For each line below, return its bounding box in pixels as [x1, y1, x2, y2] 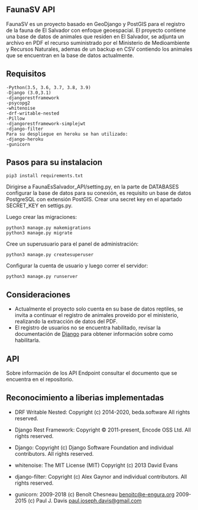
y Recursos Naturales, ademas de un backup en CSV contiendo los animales [6, 45, 193, 53]
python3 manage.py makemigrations [6, 225, 92, 231]
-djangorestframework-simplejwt [6, 120, 86, 126]
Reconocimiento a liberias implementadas [6, 393, 164, 403]
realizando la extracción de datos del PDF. [14, 318, 118, 325]
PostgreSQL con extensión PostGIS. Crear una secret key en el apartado [6, 196, 183, 203]
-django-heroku [6, 136, 44, 142]
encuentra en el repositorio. [6, 376, 74, 383]
